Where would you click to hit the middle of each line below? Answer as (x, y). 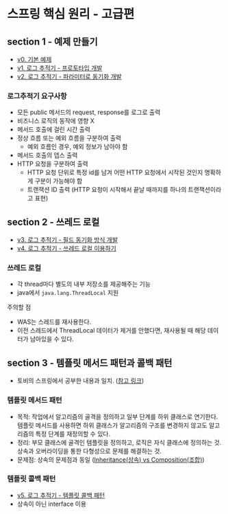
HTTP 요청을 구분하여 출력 (52, 164)
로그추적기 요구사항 (37, 96)
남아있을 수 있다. (52, 339)
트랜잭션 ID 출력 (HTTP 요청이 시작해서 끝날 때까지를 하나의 (107, 190)
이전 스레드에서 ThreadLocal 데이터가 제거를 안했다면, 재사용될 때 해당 (112, 331)
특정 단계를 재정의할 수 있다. (73, 434)
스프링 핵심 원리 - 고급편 (71, 14)
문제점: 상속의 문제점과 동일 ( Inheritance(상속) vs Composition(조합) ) (111, 459)
